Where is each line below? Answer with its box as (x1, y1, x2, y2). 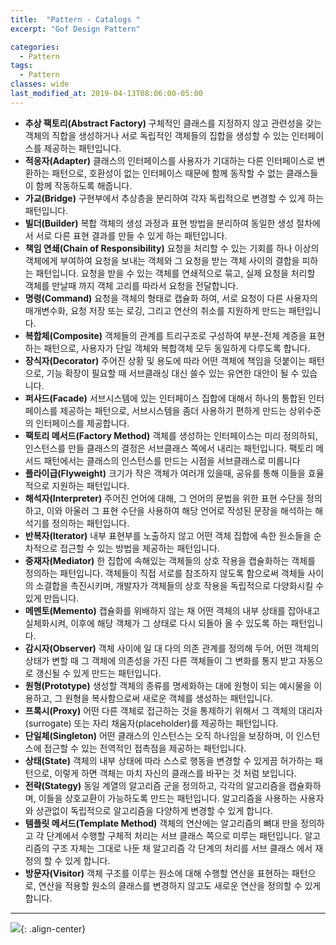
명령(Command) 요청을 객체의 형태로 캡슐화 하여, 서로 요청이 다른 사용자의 (24, 292, 318, 304)
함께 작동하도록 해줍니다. (35, 179, 133, 191)
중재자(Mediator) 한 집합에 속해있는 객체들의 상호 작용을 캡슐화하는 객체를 (24, 554, 316, 566)
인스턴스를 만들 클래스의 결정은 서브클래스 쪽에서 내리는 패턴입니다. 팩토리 (24, 442, 314, 454)
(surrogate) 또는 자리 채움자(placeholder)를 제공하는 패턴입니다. (24, 717, 279, 729)
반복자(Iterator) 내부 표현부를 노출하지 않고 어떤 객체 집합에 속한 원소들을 (24, 529, 312, 541)
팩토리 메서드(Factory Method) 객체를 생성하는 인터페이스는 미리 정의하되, (24, 429, 318, 441)
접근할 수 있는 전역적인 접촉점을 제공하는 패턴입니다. (43, 742, 247, 754)
